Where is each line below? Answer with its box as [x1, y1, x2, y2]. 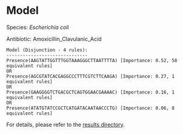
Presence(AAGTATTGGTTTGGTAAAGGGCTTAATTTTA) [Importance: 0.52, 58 [6, 57, 178, 63]
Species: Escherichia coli [6, 24, 70, 31]
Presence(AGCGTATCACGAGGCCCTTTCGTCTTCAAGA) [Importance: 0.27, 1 [6, 73, 175, 79]
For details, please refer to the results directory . [6, 121, 125, 128]
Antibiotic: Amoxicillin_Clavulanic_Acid [6, 35, 102, 42]
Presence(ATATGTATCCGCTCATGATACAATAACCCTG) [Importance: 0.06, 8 [6, 105, 175, 111]
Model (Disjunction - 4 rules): [6, 46, 88, 53]
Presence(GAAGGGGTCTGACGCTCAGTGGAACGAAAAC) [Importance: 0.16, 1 [6, 89, 175, 95]
